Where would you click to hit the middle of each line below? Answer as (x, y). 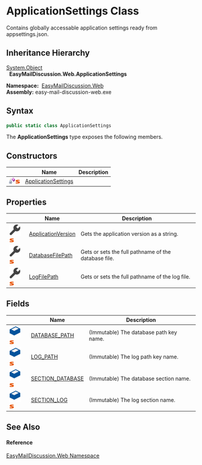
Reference (20, 442)
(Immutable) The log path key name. (134, 357)
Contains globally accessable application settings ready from (82, 28)
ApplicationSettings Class (73, 11)
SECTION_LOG (49, 400)
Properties (26, 202)
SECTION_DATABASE (57, 378)
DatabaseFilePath (51, 255)
